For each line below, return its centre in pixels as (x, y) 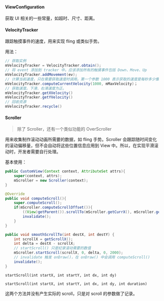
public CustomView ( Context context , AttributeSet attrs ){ (65, 171)
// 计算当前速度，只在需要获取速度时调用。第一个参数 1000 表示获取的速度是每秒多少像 (82, 79)
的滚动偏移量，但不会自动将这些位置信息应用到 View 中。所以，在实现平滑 (80, 146)
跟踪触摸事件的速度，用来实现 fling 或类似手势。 (53, 41)
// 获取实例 (16, 61)
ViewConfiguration (25, 7)
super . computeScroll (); (38, 203)
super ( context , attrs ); (38, 176)
